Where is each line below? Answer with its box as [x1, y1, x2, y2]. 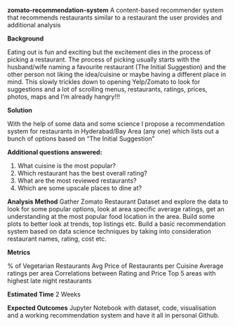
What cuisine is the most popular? [17, 162, 116, 170]
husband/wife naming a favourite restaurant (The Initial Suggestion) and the [7, 63, 227, 71]
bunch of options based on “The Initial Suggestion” [7, 134, 155, 143]
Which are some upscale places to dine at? [17, 184, 142, 192]
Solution [7, 106, 33, 114]
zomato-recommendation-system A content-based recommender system [7, 6, 224, 14]
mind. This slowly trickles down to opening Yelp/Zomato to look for [7, 78, 201, 86]
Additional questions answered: [7, 148, 103, 156]
